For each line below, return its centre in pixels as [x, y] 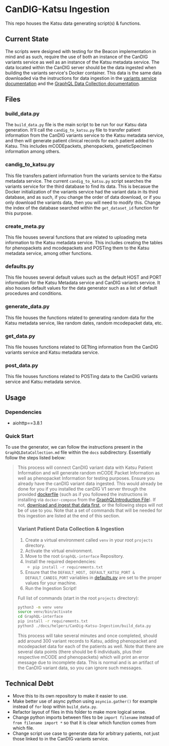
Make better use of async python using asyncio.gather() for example [85, 701]
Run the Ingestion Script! [51, 588]
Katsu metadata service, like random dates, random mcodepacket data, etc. [84, 323]
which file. [23, 728]
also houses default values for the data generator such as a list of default [81, 288]
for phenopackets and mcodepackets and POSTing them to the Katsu [77, 248]
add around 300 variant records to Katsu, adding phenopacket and [87, 641]
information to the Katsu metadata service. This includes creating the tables [84, 243]
